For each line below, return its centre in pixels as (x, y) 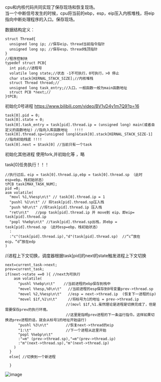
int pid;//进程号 (26, 68)
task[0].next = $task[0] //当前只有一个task (48, 145)
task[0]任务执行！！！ (27, 164)
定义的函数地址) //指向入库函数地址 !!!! (44, 130)
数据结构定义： (20, 30)
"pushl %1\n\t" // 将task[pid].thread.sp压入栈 (57, 202)
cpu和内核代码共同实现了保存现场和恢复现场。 (51, 7)
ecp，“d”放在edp (20, 242)
